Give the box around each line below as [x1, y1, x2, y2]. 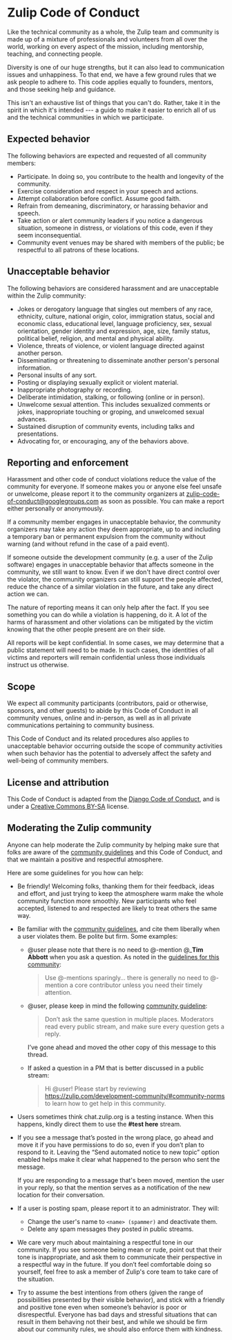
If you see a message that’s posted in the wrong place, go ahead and [17, 1133, 214, 1141]
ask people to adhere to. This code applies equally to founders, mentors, [7, 77, 214, 86]
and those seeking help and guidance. [7, 85, 116, 93]
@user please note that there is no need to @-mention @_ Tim [27, 945, 204, 954]
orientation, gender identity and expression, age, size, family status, [17, 327, 211, 335]
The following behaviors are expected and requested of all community [7, 151, 207, 160]
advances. [17, 414, 47, 423]
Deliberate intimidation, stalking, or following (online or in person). [17, 392, 205, 401]
